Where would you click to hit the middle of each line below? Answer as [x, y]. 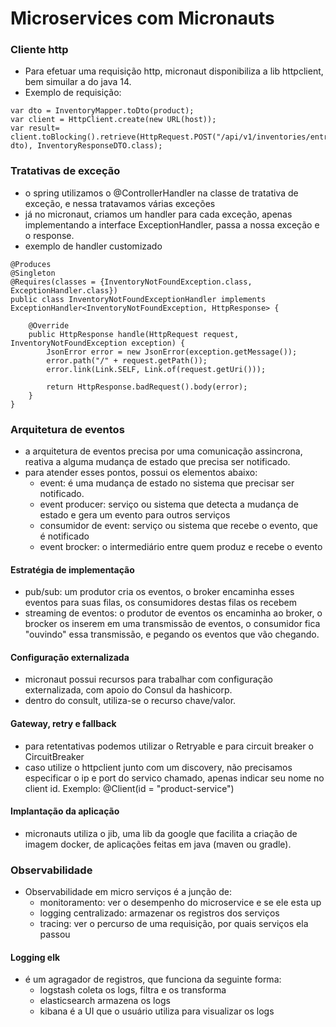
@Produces [31, 264]
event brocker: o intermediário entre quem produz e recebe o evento [181, 547]
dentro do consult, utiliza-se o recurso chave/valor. [130, 701]
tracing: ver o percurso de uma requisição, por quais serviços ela [174, 924]
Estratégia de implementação [72, 569]
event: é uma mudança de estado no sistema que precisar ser [167, 483]
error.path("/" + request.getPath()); [127, 360]
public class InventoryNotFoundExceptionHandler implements [138, 299]
